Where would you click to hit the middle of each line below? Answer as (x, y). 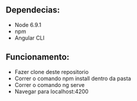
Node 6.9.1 (28, 24)
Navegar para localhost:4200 (52, 91)
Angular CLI (29, 38)
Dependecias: (33, 10)
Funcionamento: (38, 57)
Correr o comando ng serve (50, 84)
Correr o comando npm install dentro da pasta (73, 78)
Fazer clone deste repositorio (52, 72)
